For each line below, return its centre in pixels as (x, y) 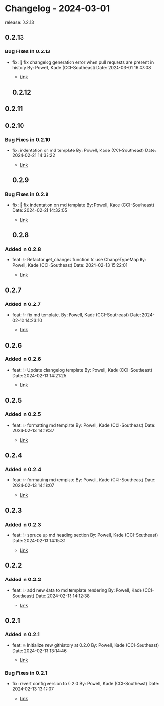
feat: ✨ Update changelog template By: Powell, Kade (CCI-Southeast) (82, 370)
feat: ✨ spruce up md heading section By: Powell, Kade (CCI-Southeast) (85, 535)
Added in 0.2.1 (23, 634)
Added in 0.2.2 (23, 580)
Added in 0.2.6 (23, 359)
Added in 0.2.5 (23, 414)
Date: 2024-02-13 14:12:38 (62, 596)
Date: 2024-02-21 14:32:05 (40, 210)
